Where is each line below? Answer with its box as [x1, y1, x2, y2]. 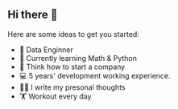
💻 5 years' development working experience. [19, 71, 171, 80]
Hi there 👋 [7, 8, 58, 22]
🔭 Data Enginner [19, 45, 73, 54]
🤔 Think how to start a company [19, 62, 126, 71]
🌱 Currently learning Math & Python [19, 53, 138, 63]
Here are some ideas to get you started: [7, 29, 140, 38]
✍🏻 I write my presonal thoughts [19, 82, 126, 92]
